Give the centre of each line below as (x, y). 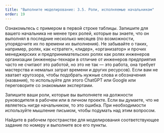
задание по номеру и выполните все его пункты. (56, 125)
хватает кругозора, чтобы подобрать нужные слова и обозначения (75, 75)
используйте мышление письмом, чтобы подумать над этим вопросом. (81, 110)
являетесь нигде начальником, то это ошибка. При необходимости (75, 105)
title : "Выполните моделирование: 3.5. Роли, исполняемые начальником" (80, 10)
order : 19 (15, 14)
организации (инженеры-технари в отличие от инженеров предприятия (81, 59)
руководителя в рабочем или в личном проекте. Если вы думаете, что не (82, 100)
